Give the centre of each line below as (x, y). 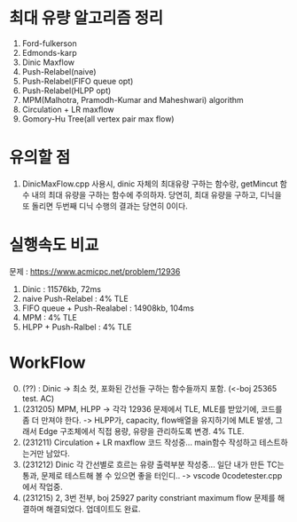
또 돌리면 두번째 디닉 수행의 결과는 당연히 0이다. (105, 206)
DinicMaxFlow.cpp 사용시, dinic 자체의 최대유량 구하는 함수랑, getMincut (150, 184)
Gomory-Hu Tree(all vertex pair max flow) (98, 119)
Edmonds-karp (49, 52)
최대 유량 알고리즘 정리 (86, 18)
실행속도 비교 (54, 245)
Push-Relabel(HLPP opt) (66, 91)
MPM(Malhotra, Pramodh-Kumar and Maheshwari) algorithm (133, 99)
